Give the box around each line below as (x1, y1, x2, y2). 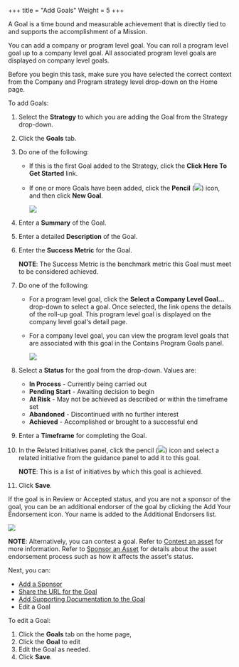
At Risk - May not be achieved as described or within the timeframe (28, 395, 228, 403)
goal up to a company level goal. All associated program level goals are (8, 49, 217, 57)
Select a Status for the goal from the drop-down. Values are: (18, 366, 196, 374)
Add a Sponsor (18, 580, 63, 588)
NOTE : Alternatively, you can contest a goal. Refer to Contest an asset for (8, 537, 223, 545)
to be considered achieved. (18, 267, 99, 276)
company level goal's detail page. (28, 318, 128, 326)
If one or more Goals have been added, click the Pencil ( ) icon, (28, 184, 221, 192)
